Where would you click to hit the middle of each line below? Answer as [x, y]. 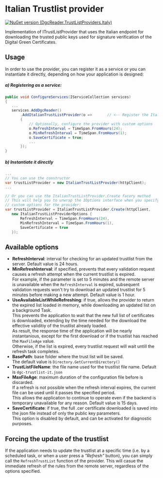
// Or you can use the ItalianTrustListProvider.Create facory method [78, 196]
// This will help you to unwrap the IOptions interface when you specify [82, 200]
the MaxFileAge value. [33, 341]
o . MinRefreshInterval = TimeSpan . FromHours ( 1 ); [78, 133]
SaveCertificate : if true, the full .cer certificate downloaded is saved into [85, 408]
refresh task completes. [36, 351]
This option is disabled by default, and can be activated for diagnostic [82, 418]
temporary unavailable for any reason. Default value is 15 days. [75, 403]
